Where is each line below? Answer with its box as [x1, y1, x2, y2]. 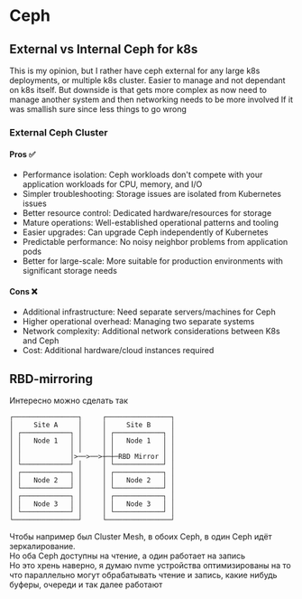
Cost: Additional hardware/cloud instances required [22, 345, 215, 356]
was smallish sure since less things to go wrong [9, 104, 188, 114]
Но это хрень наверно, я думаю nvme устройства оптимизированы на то [9, 560, 291, 571]
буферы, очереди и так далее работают [9, 579, 163, 590]
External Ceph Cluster [9, 126, 108, 138]
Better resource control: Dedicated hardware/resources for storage [22, 208, 272, 219]
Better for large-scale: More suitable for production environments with [22, 256, 284, 267]
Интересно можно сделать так [9, 395, 129, 407]
